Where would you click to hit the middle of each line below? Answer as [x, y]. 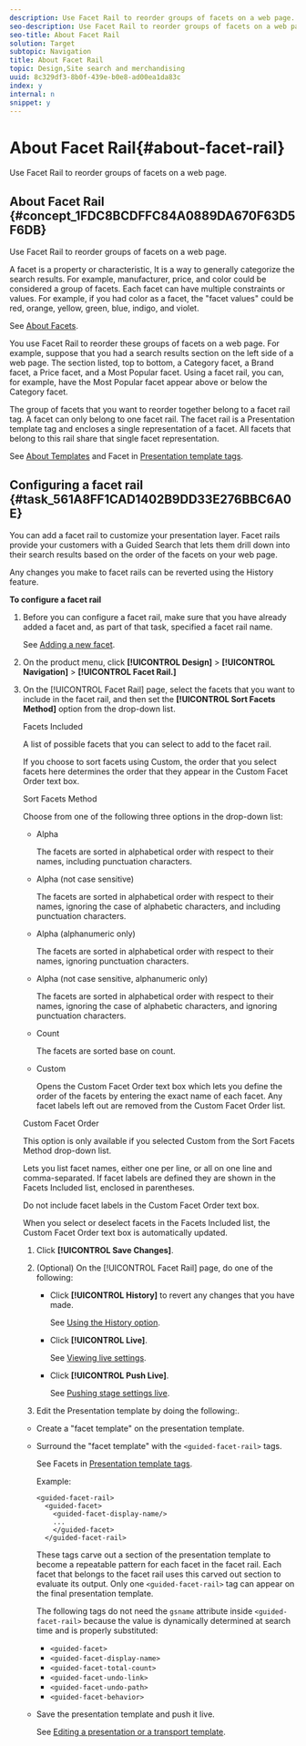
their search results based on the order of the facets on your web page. [143, 554]
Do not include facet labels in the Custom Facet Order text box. [141, 1205]
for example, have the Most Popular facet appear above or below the [138, 383]
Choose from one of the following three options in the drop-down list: [153, 816]
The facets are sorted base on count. [106, 1051]
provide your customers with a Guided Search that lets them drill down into [150, 545]
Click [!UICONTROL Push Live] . [109, 1375]
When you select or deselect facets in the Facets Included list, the [146, 1222]
